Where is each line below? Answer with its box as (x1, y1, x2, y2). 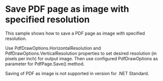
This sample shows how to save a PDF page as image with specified (5, 30, 145, 36)
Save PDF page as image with (5, 3, 129, 15)
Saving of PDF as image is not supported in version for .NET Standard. (5, 70, 149, 76)
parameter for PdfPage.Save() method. (5, 61, 85, 67)
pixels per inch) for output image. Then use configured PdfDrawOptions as (5, 55, 158, 61)
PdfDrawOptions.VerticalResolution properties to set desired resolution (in (5, 50, 157, 56)
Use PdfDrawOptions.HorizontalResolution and (5, 45, 101, 51)
